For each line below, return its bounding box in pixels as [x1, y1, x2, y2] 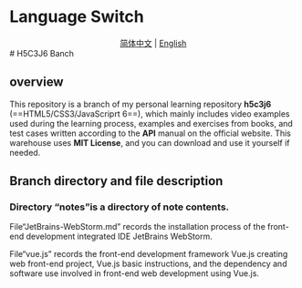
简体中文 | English [120, 37, 187, 48]
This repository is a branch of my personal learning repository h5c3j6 [9, 98, 272, 109]
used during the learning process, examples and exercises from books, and [9, 118, 294, 129]
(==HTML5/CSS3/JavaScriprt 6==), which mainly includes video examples [9, 108, 290, 119]
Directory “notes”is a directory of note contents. [9, 201, 230, 213]
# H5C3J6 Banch [9, 47, 75, 58]
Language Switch [9, 6, 144, 27]
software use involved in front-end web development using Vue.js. [9, 268, 260, 279]
